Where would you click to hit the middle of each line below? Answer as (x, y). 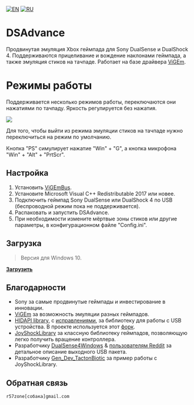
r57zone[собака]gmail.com (38, 397)
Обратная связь (37, 383)
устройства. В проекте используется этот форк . (75, 327)
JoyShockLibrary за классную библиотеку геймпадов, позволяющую (101, 333)
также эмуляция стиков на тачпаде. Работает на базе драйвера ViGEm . (96, 61)
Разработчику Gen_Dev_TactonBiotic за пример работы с (86, 358)
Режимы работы (49, 86)
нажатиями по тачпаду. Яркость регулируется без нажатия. (81, 108)
